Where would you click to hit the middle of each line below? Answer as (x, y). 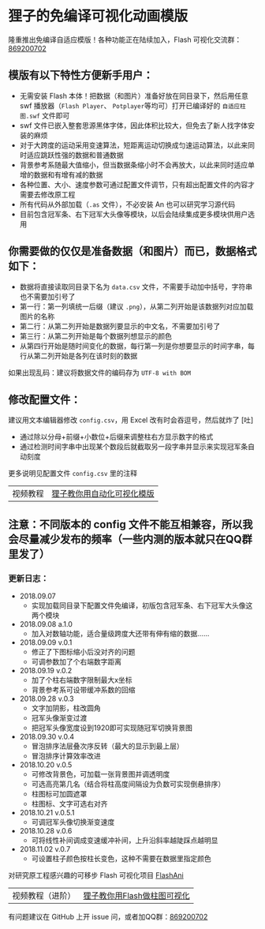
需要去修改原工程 (47, 194)
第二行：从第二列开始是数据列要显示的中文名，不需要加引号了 (120, 326)
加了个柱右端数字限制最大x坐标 (82, 680)
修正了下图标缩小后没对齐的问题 (83, 652)
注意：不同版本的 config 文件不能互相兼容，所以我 (131, 524)
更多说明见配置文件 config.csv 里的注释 (73, 474)
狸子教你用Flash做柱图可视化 (137, 896)
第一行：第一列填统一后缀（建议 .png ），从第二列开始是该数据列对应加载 (136, 306)
